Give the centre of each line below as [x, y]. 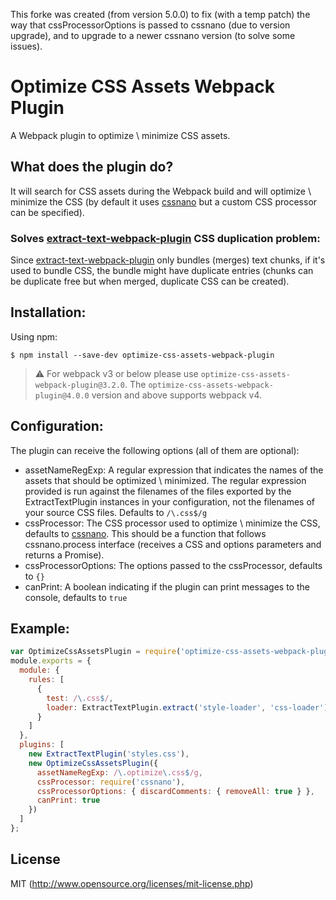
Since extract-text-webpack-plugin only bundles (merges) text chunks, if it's [168, 260]
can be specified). [47, 212]
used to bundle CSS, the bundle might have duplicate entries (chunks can [162, 271]
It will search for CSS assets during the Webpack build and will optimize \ [161, 191]
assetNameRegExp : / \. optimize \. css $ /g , [119, 772]
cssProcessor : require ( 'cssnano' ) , [111, 782]
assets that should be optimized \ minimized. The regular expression [165, 480]
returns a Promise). [64, 555]
